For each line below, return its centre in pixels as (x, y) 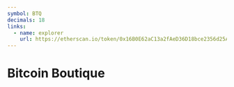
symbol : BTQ (24, 13)
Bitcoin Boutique (56, 74)
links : (17, 26)
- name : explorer (39, 33)
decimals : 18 (26, 20)
